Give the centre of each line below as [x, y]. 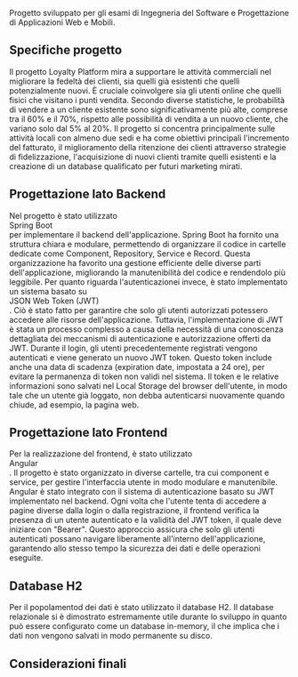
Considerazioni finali [68, 663]
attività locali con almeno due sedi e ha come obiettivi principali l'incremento [149, 138]
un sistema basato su [48, 291]
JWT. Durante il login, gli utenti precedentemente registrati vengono [133, 348]
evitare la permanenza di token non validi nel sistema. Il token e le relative [144, 376]
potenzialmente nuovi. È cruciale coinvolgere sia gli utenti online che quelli [145, 90]
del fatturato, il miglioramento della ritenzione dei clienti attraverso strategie [148, 147]
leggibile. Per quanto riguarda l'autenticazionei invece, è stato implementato [149, 282]
